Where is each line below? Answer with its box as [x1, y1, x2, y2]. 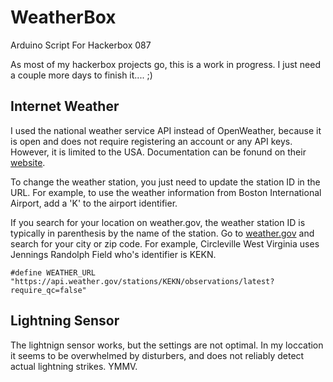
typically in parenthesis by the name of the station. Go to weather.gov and [10, 227, 315, 239]
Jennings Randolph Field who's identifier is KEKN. [10, 248, 217, 260]
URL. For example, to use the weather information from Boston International [10, 186, 322, 198]
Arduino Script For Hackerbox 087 [10, 39, 152, 51]
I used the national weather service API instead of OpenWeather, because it [10, 124, 322, 136]
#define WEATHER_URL [10, 267, 97, 278]
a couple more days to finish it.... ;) [10, 69, 153, 81]
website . [10, 156, 46, 168]
